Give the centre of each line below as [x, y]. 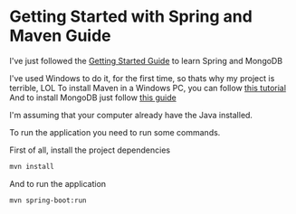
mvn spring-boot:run [48, 200]
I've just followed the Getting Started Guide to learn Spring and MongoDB [146, 60]
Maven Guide [60, 36]
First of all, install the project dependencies [90, 150]
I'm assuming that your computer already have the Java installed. [131, 115]
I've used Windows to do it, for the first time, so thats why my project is [142, 78]
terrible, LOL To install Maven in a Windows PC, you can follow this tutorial [148, 88]
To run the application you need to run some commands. [115, 132]
